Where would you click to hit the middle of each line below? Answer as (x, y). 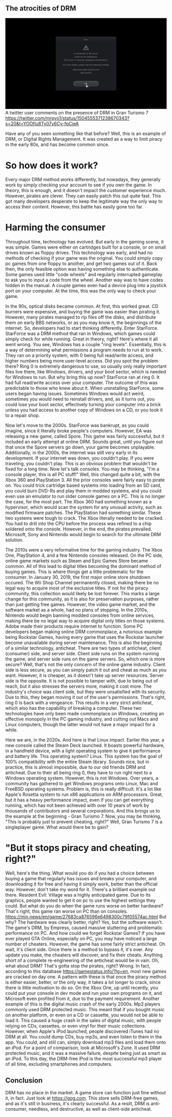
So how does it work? (52, 165)
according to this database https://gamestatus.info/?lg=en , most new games (86, 971)
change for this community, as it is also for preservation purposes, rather (82, 599)
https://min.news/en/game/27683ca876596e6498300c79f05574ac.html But (86, 917)
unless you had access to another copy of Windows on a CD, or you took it (84, 410)
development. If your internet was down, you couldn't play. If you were (80, 458)
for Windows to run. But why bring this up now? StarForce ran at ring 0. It (82, 377)
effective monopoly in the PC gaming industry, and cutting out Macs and (82, 719)
